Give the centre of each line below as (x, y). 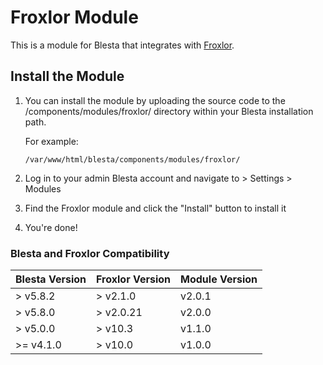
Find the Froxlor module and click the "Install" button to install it (155, 208)
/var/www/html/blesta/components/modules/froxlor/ (132, 159)
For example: (51, 141)
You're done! (51, 227)
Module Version (219, 279)
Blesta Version (51, 279)
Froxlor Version (134, 279)
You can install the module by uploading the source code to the (155, 100)
